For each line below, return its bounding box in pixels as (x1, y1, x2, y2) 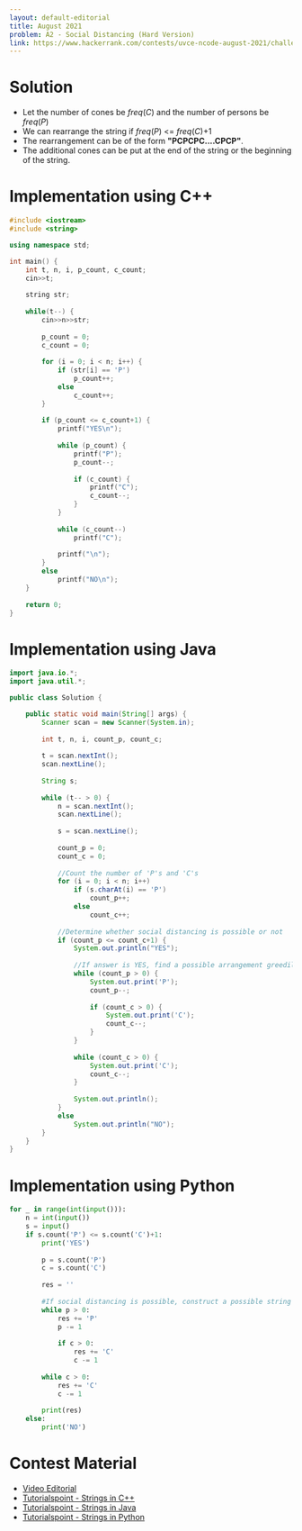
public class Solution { (9, 693, 102, 702)
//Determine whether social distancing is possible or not (57, 927, 283, 937)
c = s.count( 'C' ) (41, 1264, 106, 1273)
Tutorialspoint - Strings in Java (22, 1501, 137, 1513)
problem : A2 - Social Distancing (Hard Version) (9, 30, 195, 39)
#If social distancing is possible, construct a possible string (41, 1297, 292, 1306)
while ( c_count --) (57, 524, 127, 534)
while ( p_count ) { (57, 441, 127, 450)
